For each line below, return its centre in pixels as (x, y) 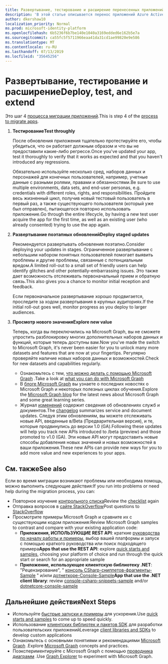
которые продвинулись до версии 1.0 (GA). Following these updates (91, 426)
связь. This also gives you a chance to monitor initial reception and (81, 281)
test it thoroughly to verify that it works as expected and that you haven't (87, 157)
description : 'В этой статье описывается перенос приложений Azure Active (85, 14)
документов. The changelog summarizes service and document (85, 410)
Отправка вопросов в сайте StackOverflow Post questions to (76, 506)
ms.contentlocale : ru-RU (31, 47)
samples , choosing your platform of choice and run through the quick (91, 554)
